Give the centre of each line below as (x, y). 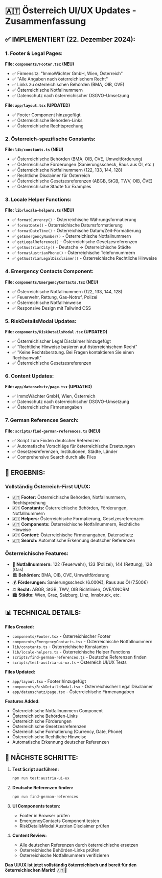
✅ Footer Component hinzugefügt (46, 115)
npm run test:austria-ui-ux (41, 778)
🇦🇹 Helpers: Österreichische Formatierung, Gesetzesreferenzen (78, 519)
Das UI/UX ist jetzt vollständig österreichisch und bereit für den (71, 865)
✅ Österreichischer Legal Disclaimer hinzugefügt (61, 341)
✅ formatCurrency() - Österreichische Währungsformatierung (74, 220)
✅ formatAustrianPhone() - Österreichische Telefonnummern (74, 253)
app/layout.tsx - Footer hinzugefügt (49, 681)
